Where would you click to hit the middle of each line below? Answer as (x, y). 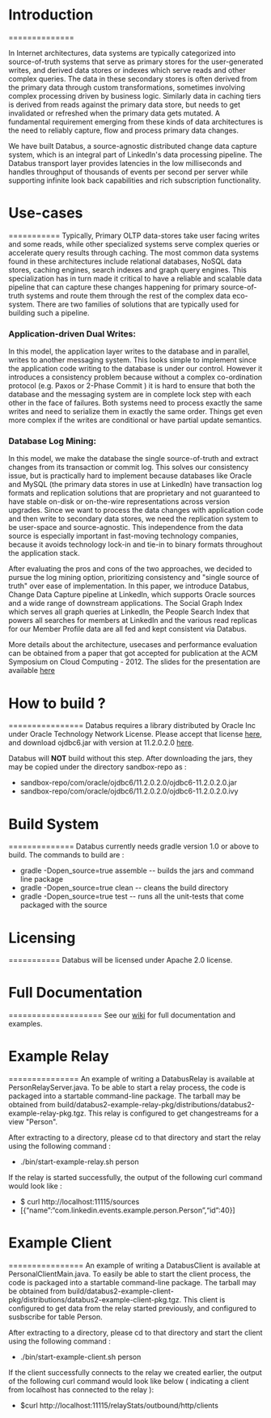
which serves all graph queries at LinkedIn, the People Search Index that (129, 612)
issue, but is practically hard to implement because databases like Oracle (130, 476)
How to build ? (57, 703)
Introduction (51, 15)
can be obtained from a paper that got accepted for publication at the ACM (133, 654)
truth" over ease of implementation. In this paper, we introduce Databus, (129, 586)
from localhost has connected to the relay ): (81, 1390)
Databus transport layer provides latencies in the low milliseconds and (125, 163)
